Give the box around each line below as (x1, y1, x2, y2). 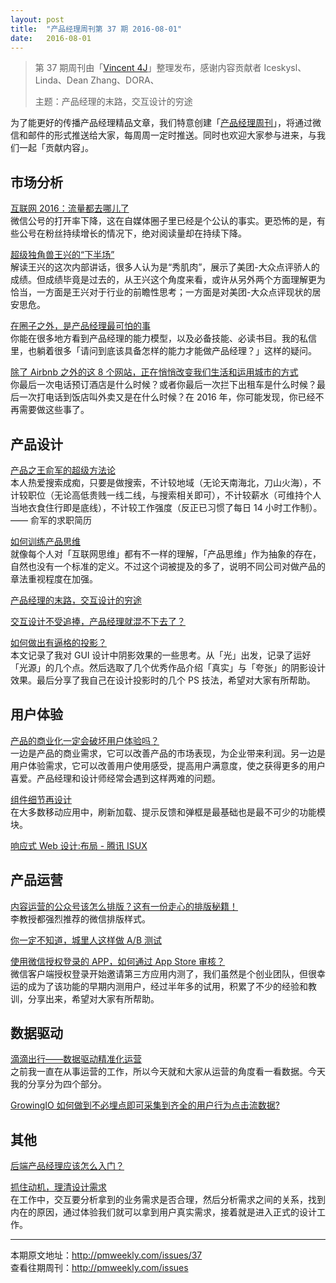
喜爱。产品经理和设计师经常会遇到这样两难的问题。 (10, 772, 221, 784)
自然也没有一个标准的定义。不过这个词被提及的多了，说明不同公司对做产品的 (10, 561, 326, 572)
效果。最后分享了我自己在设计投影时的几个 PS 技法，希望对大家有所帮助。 (10, 674, 316, 686)
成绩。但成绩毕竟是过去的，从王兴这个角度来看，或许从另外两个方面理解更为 (10, 274, 326, 286)
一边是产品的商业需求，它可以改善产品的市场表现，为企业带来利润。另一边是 (10, 747, 326, 759)
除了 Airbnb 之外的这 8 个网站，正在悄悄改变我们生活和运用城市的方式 (10, 366, 299, 378)
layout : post (10, 14, 65, 25)
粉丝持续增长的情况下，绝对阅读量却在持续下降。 (44, 227, 247, 240)
